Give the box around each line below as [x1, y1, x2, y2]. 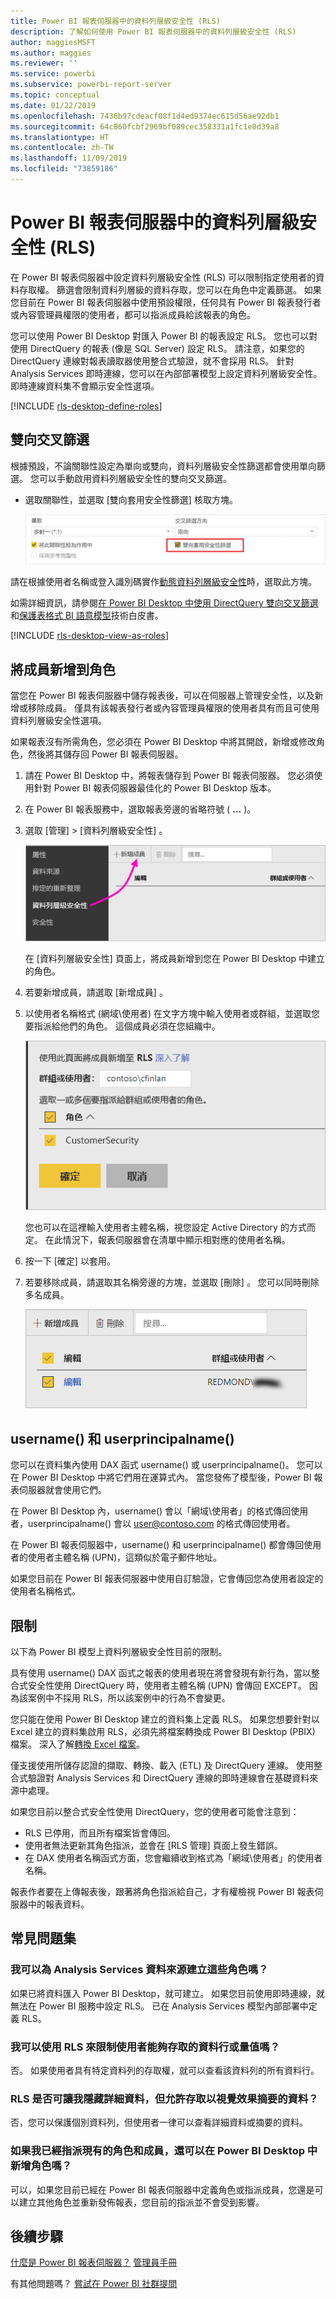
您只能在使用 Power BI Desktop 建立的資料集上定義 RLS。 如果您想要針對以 [10, 1713, 320, 1725]
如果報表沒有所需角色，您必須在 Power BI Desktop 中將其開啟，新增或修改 [10, 736, 317, 748]
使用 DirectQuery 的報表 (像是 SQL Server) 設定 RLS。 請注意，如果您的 [10, 342, 305, 354]
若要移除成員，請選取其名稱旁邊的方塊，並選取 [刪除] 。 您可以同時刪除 [24, 1276, 320, 1289]
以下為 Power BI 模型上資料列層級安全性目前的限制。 [10, 1646, 228, 1658]
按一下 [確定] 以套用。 [24, 1255, 116, 1267]
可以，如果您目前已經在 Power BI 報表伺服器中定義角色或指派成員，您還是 [10, 2183, 315, 2195]
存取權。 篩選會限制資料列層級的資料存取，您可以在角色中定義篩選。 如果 [18, 283, 322, 295]
